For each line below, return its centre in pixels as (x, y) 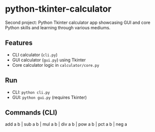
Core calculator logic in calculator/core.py (56, 65)
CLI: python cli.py (31, 92)
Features (19, 43)
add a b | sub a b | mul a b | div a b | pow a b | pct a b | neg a (66, 124)
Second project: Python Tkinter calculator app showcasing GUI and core (78, 22)
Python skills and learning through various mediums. (58, 27)
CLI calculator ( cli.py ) (35, 55)
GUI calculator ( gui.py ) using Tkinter (49, 60)
